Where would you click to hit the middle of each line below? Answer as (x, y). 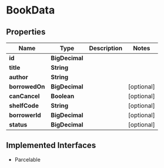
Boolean (63, 96)
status (18, 125)
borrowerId (25, 115)
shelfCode (24, 106)
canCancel (24, 96)
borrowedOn (27, 87)
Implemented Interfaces (51, 145)
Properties (26, 32)
